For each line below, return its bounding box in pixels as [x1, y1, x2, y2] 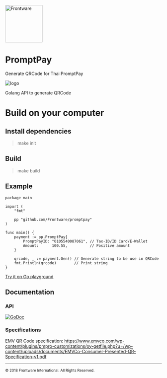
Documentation [5, 288, 55, 296]
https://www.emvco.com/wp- [64, 338, 125, 344]
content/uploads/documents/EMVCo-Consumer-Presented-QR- [5, 348, 136, 354]
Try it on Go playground [5, 273, 54, 280]
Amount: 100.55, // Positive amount [23, 243, 130, 248]
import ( [5, 204, 23, 209]
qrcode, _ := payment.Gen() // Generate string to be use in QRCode [14, 256, 159, 261]
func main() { [5, 230, 35, 235]
